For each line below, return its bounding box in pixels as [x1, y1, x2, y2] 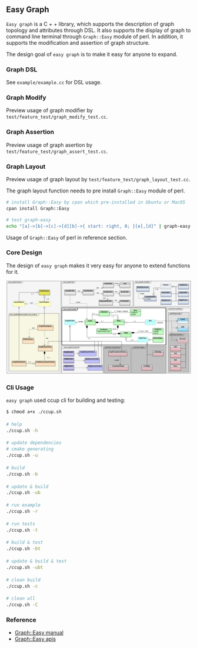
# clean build [6, 577, 41, 583]
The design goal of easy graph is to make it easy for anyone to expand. [6, 50, 178, 58]
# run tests [6, 521, 35, 527]
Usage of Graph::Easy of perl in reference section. [6, 234, 128, 241]
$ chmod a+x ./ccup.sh [6, 409, 62, 415]
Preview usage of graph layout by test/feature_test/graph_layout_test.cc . [6, 176, 191, 182]
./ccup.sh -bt [6, 546, 41, 552]
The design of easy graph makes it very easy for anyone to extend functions [6, 262, 191, 269]
